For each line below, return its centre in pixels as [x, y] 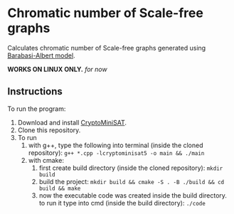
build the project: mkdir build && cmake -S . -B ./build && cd [132, 181]
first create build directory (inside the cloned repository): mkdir [131, 168]
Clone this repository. [49, 130]
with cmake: [46, 160]
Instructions [35, 91]
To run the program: [37, 109]
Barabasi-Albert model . [42, 55]
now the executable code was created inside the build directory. [133, 195]
